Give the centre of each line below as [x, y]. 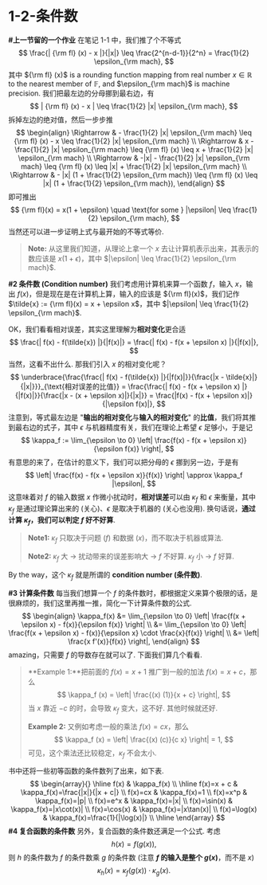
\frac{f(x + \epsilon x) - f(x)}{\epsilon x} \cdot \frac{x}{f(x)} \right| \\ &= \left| [134, 632]
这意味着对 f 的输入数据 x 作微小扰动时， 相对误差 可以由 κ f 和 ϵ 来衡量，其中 [132, 497]
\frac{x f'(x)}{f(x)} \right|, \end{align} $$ [134, 641]
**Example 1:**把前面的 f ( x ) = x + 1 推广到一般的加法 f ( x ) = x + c [135, 672]
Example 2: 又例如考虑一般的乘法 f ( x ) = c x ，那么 [108, 726]
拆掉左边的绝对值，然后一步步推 [61, 119]
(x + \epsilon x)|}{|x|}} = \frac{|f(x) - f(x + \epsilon [157, 395]
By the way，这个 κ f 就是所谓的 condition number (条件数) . [106, 576]
